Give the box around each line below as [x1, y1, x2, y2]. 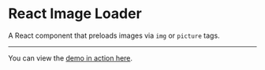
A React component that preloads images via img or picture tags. [8, 31, 220, 40]
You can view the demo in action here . [8, 53, 132, 63]
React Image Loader [8, 5, 142, 23]
